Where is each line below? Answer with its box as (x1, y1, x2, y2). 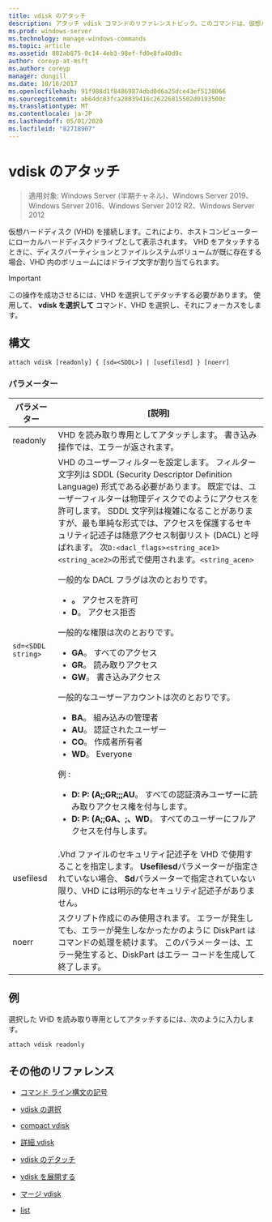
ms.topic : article (8, 42, 70, 50)
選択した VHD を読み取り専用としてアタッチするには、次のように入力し (8, 1014, 248, 1023)
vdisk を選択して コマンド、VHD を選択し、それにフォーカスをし (37, 300, 255, 310)
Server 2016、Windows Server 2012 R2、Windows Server (61, 200, 255, 211)
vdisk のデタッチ (19, 1155, 76, 1164)
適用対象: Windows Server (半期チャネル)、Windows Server (28, 190, 228, 200)
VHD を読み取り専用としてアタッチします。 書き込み (57, 429, 257, 440)
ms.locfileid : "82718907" (8, 125, 96, 133)
